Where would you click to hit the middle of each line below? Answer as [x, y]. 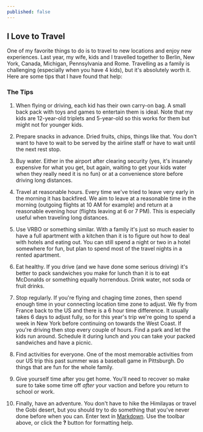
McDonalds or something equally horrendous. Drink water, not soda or [103, 279]
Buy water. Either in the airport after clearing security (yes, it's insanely [104, 161]
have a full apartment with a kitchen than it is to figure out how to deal [102, 236]
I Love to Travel [36, 37]
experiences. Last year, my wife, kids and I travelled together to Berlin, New [101, 57]
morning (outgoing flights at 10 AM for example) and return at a [94, 205]
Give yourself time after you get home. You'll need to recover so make [102, 379]
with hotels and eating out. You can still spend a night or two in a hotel [103, 242]
